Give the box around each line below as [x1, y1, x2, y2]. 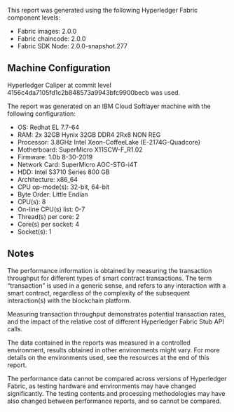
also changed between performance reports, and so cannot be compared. [7, 397, 222, 405]
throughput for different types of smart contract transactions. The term [7, 274, 212, 282]
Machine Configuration [7, 62, 111, 74]
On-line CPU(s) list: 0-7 [17, 205, 85, 213]
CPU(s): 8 [17, 197, 46, 206]
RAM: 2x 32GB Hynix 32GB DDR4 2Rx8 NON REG [17, 130, 161, 139]
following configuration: [7, 109, 76, 118]
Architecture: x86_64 [17, 175, 78, 183]
